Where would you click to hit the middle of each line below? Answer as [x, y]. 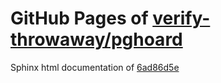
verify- [181, 18]
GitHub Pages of [79, 18]
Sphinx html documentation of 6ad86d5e [95, 67]
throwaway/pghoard [96, 39]
